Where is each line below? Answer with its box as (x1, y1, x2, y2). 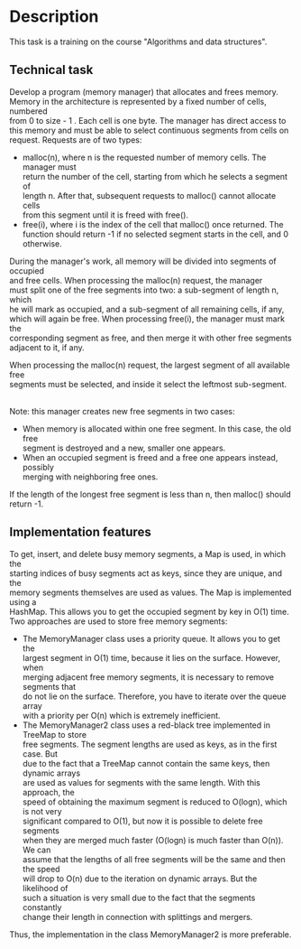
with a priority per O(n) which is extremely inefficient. (22, 710, 221, 721)
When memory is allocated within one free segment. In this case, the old (22, 423, 291, 434)
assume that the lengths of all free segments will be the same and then (22, 853, 286, 864)
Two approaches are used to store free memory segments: (9, 616, 228, 627)
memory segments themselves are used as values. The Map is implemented (9, 587, 292, 598)
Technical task (9, 62, 94, 78)
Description (9, 6, 99, 27)
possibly (22, 461, 54, 472)
